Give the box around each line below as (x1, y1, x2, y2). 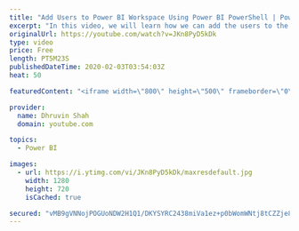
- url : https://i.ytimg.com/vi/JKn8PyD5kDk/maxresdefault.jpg (17, 168, 253, 177)
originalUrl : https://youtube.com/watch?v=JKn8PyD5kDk (9, 29, 217, 38)
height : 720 (25, 184, 69, 194)
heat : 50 (9, 71, 42, 80)
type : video (9, 37, 53, 47)
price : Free (9, 46, 53, 55)
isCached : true (25, 193, 82, 202)
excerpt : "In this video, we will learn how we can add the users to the (9, 21, 289, 30)
